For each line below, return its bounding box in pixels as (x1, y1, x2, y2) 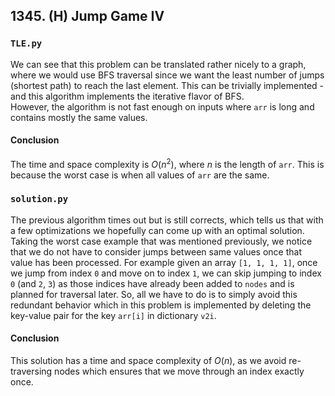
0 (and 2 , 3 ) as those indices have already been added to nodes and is (10, 277, 295, 289)
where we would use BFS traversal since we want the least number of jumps (10, 69, 325, 81)
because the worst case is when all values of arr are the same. (10, 169, 270, 181)
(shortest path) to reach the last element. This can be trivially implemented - (10, 79, 325, 91)
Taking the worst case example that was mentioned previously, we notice (10, 235, 313, 247)
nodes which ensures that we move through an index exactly (54, 365, 305, 378)
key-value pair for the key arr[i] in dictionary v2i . (10, 309, 217, 321)
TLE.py (10, 38, 43, 49)
